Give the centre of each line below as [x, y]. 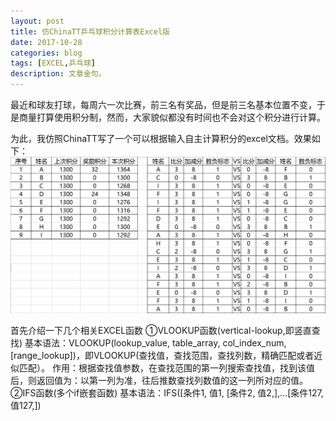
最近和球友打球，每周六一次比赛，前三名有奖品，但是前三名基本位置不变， [163, 104]
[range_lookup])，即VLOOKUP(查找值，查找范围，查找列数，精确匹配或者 [162, 355]
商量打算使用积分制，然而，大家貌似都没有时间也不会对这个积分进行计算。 [172, 117]
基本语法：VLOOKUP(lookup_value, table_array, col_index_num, [155, 342]
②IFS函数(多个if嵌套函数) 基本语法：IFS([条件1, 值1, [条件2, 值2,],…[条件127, [167, 392]
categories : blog [46, 53]
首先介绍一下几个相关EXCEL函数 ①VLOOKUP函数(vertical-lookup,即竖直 [161, 330]
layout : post [37, 21]
